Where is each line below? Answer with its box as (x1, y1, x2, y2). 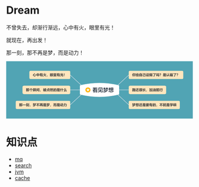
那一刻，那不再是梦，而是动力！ (6, 49, 84, 56)
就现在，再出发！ (6, 36, 48, 43)
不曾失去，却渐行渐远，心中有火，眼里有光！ (6, 24, 115, 31)
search (14, 162, 32, 169)
